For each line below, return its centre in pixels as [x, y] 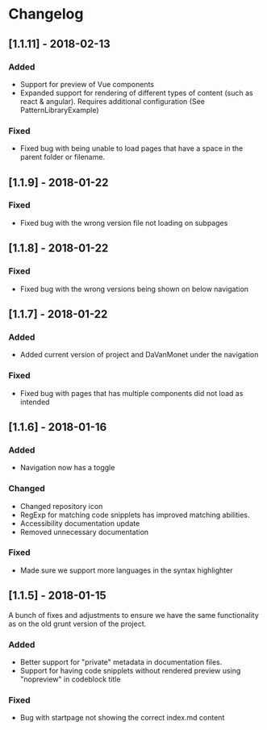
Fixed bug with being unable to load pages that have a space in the [131, 148]
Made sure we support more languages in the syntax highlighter [126, 570]
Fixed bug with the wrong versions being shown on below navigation [134, 289]
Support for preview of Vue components [87, 84]
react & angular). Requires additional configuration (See [113, 101]
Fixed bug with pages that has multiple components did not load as [131, 393]
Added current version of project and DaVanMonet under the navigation [139, 355]
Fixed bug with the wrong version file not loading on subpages [124, 223]
